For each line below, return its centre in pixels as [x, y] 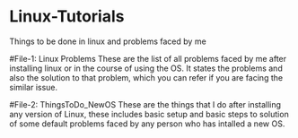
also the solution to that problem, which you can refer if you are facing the [146, 77]
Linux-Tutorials [67, 17]
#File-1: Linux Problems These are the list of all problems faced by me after [148, 58]
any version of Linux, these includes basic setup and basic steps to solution [149, 114]
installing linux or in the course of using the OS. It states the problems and [146, 68]
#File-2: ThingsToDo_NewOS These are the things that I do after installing [145, 104]
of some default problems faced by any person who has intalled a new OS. [147, 124]
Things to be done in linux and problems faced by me [108, 41]
